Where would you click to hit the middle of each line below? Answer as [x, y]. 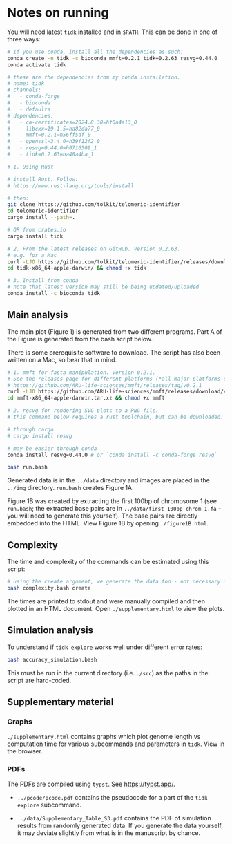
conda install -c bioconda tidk [54, 294]
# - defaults [29, 109]
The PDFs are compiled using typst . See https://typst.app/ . [91, 784]
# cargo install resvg [40, 436]
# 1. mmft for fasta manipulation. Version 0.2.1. [81, 372]
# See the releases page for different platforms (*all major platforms [114, 379]
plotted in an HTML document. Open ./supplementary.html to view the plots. [116, 608]
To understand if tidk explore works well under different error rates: [105, 647]
